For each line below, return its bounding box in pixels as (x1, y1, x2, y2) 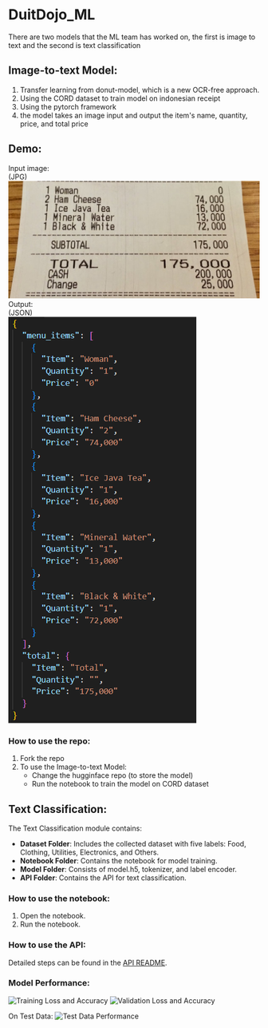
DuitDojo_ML (8, 6, 96, 24)
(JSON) (8, 308, 33, 317)
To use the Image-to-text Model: (19, 762, 128, 772)
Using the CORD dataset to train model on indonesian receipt (19, 94, 221, 103)
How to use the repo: (8, 735, 91, 747)
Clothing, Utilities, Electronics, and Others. (19, 847, 160, 857)
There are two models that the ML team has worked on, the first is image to (8, 32, 256, 42)
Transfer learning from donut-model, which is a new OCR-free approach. (19, 85, 260, 94)
